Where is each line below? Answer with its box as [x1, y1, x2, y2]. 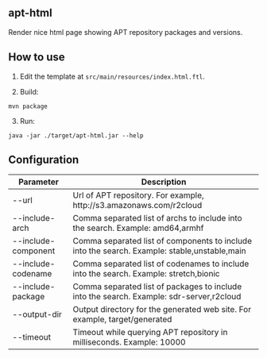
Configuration [8, 153, 79, 167]
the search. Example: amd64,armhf [72, 222, 204, 233]
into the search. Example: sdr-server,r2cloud [72, 291, 242, 302]
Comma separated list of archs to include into [72, 213, 242, 224]
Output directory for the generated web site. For [72, 304, 252, 315]
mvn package [8, 102, 48, 110]
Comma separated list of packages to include [72, 281, 242, 292]
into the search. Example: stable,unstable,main [72, 245, 246, 256]
